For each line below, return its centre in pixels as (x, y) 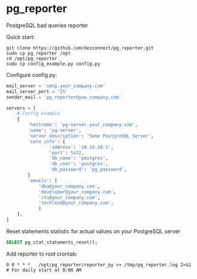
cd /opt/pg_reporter (32, 58)
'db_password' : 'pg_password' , (88, 170)
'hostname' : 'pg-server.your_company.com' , (83, 125)
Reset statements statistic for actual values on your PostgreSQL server (93, 231)
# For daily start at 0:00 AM (44, 270)
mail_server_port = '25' (37, 91)
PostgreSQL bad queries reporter (47, 25)
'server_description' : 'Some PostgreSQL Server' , (91, 136)
